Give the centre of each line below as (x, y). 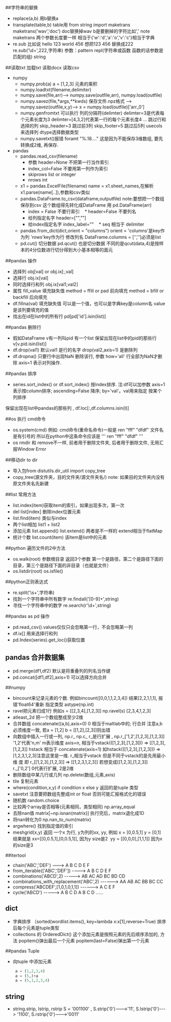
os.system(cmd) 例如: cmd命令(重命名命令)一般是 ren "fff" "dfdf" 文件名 (88, 430)
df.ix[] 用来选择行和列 (35, 634)
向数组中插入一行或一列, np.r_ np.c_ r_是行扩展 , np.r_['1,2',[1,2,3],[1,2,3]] (89, 736)
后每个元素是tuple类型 (36, 928)
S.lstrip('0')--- (151, 1009)
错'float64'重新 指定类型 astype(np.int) (53, 704)
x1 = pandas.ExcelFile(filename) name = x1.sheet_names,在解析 (87, 186)
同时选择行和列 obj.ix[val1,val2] (45, 284)
